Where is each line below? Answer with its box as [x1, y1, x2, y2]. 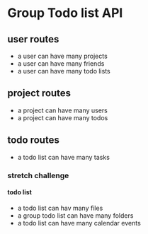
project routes [7, 87, 72, 100]
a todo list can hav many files [17, 204, 103, 212]
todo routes [7, 134, 60, 146]
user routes [7, 33, 59, 45]
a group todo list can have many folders [17, 211, 134, 220]
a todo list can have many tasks [17, 153, 110, 161]
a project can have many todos [17, 113, 108, 122]
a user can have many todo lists [17, 67, 111, 75]
